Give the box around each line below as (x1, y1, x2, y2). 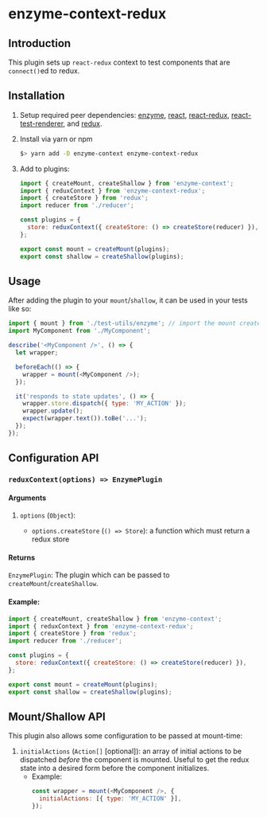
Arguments (8, 493, 47, 502)
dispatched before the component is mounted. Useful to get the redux (19, 755, 250, 764)
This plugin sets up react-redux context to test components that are (8, 57, 230, 67)
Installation (8, 89, 65, 103)
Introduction (8, 37, 72, 50)
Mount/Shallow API (8, 709, 106, 723)
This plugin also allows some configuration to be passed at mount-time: (8, 731, 243, 741)
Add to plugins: (19, 164, 70, 174)
